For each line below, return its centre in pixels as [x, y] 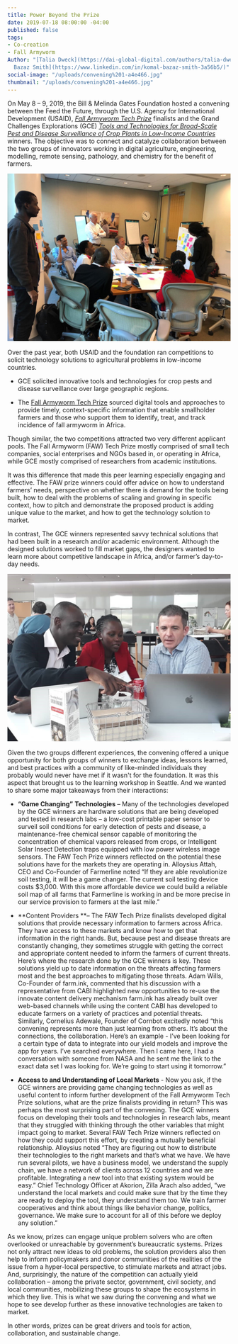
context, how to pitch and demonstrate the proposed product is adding [110, 505]
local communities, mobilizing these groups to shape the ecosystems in [112, 1289]
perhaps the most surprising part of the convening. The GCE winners [118, 1109]
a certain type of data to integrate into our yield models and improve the [123, 1043]
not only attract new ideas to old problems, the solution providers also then [117, 1251]
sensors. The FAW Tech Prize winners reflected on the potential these [119, 857]
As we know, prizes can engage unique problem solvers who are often [110, 1236]
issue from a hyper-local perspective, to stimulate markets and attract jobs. [117, 1266]
